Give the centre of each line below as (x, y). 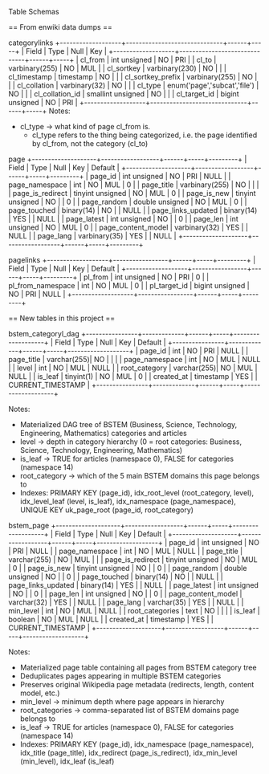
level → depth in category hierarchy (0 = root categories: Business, (131, 442)
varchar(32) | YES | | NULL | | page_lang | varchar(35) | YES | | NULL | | (126, 602)
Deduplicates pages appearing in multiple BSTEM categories (120, 676)
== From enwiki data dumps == (60, 27)
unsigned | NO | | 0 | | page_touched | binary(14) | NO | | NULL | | (116, 576)
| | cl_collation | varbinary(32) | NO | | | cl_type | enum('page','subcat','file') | (134, 85)
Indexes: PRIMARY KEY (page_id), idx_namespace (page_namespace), (137, 744)
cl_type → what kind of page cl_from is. (85, 126)
